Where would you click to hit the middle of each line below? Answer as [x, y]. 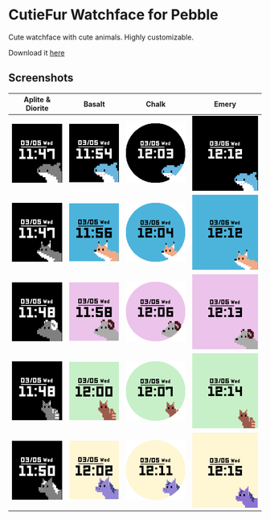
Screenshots [41, 78]
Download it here [37, 52]
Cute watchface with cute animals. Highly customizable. [101, 37]
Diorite [37, 108]
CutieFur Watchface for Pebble [113, 15]
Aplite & [37, 100]
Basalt [94, 104]
